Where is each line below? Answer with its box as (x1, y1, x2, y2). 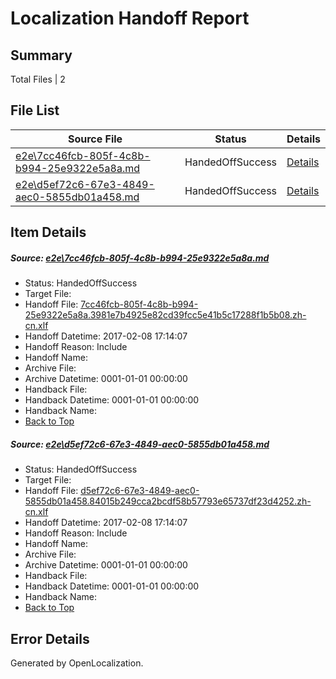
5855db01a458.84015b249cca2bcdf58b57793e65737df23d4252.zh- (24, 495, 312, 507)
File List (10, 102, 60, 119)
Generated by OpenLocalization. (10, 657, 144, 669)
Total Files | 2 (10, 73, 66, 85)
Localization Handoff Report (10, 7, 250, 30)
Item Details (10, 224, 87, 241)
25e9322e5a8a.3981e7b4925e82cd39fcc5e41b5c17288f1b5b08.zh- (24, 309, 307, 321)
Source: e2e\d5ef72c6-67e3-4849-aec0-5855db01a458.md (10, 438, 270, 450)
